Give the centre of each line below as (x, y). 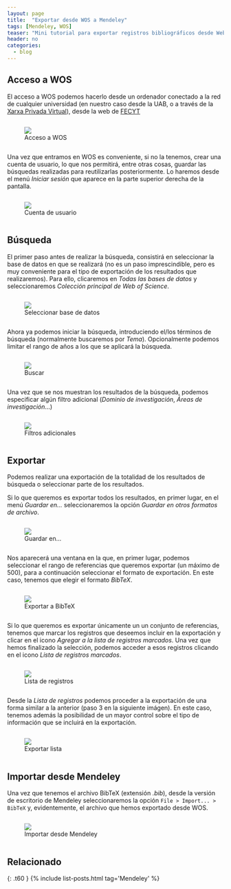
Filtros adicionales (50, 433)
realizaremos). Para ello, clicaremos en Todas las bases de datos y (102, 278)
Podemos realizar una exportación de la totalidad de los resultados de (106, 477)
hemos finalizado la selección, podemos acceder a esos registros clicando (113, 648)
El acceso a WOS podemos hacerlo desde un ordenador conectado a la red (114, 96)
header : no (23, 39)
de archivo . (23, 512)
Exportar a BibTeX (50, 606)
